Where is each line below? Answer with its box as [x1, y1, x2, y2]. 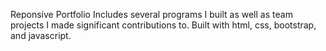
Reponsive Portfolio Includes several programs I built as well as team [10, 9, 293, 20]
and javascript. [10, 30, 72, 41]
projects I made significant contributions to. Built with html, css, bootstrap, [10, 19, 317, 31]
